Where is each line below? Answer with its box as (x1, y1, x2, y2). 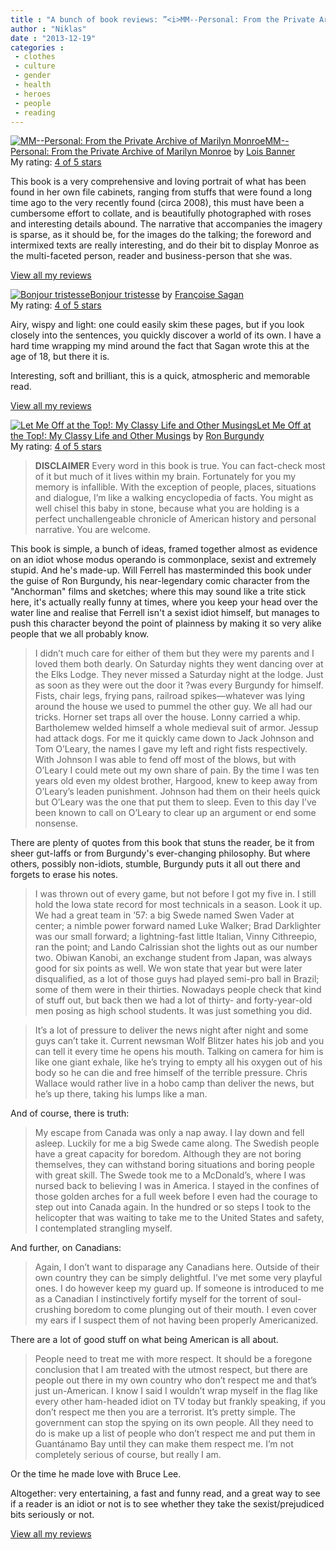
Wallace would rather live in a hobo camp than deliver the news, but (34, 1077, 315, 1090)
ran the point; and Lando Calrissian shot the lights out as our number (34, 941, 318, 953)
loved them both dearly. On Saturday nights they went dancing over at (34, 658, 324, 670)
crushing (34, 1304, 72, 1316)
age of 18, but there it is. (10, 351, 110, 363)
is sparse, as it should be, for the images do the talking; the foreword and (10, 229, 312, 241)
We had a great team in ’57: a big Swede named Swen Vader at (34, 909, 295, 921)
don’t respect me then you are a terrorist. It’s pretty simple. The (34, 1406, 296, 1418)
